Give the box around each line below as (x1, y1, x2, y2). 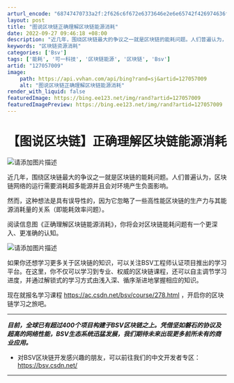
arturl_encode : (7, 10, 52, 17)
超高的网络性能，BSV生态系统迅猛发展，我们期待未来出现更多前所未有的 (7, 329, 215, 338)
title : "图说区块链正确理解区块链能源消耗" (7, 23, 118, 30)
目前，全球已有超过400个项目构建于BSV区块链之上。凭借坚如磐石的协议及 (7, 321, 221, 329)
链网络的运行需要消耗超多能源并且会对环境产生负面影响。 (7, 181, 172, 189)
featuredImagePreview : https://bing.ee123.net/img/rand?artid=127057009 (7, 101, 223, 108)
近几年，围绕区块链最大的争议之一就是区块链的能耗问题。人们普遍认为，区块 (7, 173, 227, 181)
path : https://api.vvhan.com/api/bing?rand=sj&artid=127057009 (19, 75, 208, 82)
